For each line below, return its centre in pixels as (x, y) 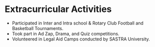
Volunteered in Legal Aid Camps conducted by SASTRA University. (81, 39)
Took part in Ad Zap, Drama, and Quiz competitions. (66, 33)
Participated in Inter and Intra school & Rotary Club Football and (78, 23)
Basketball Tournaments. (38, 28)
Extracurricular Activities (58, 9)
